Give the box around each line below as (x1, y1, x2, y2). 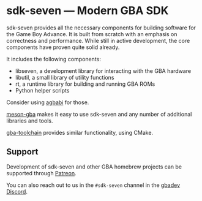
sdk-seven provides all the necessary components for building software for (6, 24, 196, 31)
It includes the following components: (6, 55, 101, 63)
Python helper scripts (15, 86, 70, 94)
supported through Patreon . (6, 169, 77, 176)
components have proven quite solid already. (6, 44, 120, 51)
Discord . (6, 188, 28, 195)
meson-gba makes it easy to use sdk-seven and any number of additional (6, 110, 192, 118)
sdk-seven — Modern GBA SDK (6, 4, 169, 18)
